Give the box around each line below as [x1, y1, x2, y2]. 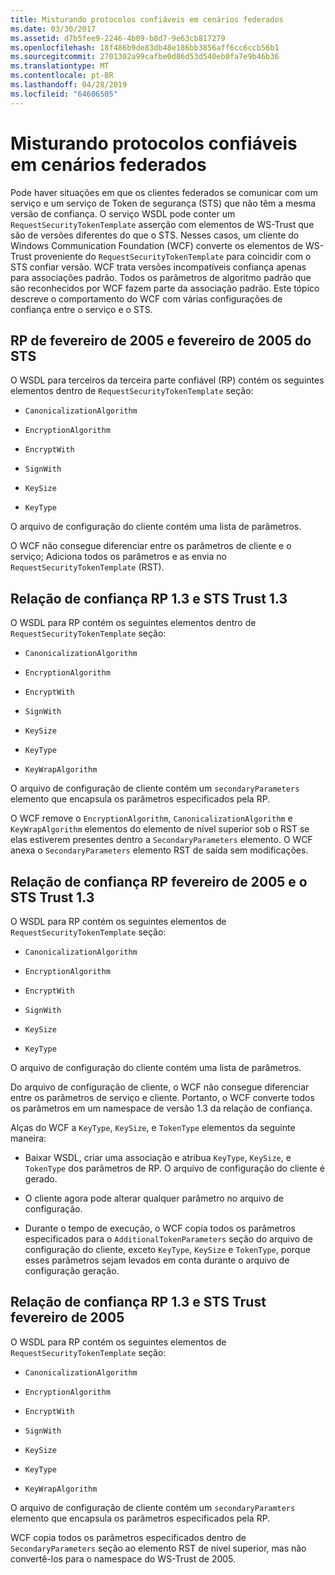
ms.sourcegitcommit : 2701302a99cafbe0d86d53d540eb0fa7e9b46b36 [10, 52, 280, 62]
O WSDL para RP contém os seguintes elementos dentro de [10, 617, 257, 629]
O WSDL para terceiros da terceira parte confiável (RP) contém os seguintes [10, 374, 325, 386]
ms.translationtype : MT [10, 61, 110, 71]
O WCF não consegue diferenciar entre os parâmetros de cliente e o [10, 540, 292, 552]
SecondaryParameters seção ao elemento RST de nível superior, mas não [10, 1542, 307, 1554]
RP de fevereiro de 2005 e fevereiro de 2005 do [10, 332, 312, 349]
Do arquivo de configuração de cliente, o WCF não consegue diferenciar [10, 1081, 310, 1093]
